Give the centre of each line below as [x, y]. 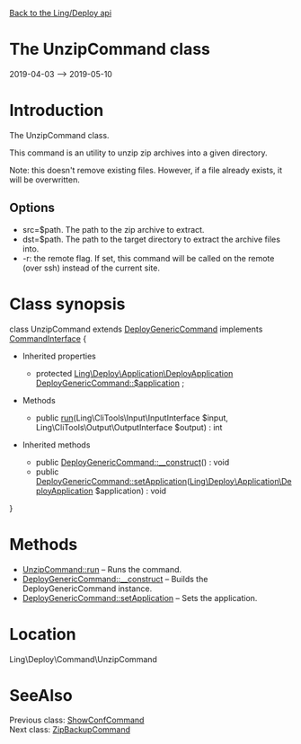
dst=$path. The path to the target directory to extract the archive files [151, 239]
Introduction [57, 111]
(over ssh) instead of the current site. [91, 268]
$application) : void [131, 491]
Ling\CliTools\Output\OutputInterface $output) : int [129, 427]
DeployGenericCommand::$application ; [110, 383]
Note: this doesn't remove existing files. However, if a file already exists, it [146, 170]
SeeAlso [41, 695]
